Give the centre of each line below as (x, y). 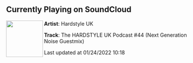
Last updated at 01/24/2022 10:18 (84, 52)
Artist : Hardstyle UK (69, 23)
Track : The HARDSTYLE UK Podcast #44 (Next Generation (115, 35)
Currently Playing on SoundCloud (69, 10)
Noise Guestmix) (64, 41)
